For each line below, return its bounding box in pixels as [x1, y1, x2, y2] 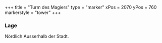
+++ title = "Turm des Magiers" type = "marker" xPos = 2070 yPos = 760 [5, 4, 157, 10]
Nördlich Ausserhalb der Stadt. [5, 33, 69, 39]
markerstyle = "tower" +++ [5, 9, 61, 15]
